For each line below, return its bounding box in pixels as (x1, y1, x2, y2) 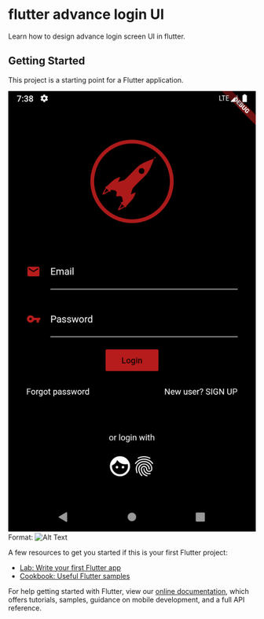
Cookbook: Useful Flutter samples (19, 571, 130, 580)
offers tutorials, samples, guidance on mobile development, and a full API (8, 595, 245, 604)
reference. (8, 603, 42, 613)
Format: (8, 532, 34, 542)
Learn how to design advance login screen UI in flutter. (8, 31, 186, 41)
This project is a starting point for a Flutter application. (8, 75, 184, 84)
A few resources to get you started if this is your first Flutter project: (8, 547, 228, 557)
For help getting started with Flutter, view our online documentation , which (8, 586, 250, 595)
